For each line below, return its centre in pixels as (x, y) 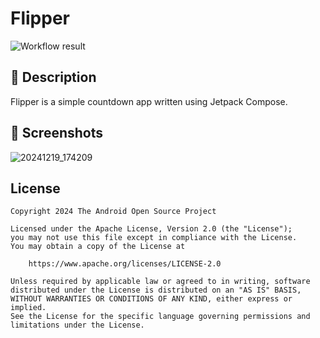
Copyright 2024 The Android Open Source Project (113, 212)
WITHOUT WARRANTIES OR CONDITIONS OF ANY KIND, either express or (151, 299)
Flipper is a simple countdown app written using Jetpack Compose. (149, 101)
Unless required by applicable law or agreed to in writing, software (160, 282)
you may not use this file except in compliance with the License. (154, 238)
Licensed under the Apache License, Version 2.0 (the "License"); (151, 229)
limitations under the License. (77, 325)
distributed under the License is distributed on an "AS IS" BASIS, (156, 290)
